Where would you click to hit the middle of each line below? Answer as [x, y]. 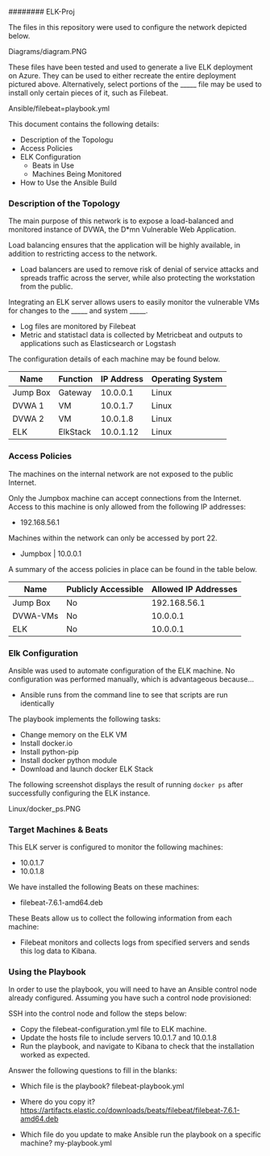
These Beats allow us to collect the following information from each [120, 918]
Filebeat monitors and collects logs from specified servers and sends [135, 942]
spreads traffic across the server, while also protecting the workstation [137, 278]
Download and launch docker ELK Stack [87, 769]
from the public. [46, 286]
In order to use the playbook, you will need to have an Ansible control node [133, 989]
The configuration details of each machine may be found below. [114, 359]
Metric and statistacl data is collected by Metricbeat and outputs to [131, 335]
